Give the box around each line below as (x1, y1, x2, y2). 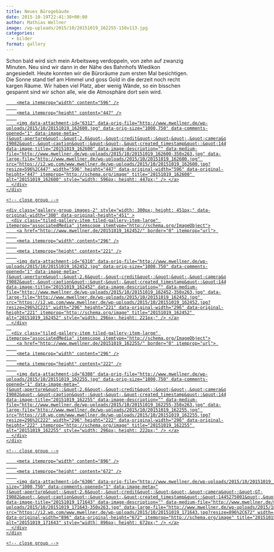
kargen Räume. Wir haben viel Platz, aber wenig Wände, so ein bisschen (6, 82, 180, 89)
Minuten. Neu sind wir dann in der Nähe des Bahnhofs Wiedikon (6, 63, 161, 70)
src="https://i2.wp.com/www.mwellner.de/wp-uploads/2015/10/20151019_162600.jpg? (6, 161, 211, 167)
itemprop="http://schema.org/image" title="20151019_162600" (40, 171, 193, 177)
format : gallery (6, 42, 46, 47)
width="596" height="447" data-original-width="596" (53, 166, 184, 172)
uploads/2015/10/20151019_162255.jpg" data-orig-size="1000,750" (6, 376, 169, 382)
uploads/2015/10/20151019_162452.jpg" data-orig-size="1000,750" (6, 263, 169, 269)
